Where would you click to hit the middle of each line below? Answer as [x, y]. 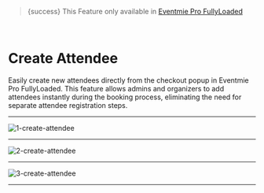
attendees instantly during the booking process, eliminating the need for [125, 97]
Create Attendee [63, 59]
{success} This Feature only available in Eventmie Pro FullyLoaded [135, 11]
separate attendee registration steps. [68, 105]
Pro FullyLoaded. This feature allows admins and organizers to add [116, 88]
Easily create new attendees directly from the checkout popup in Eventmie [128, 80]
